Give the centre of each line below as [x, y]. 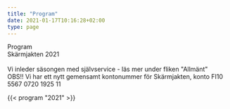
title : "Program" [33, 14]
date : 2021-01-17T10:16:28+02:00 [56, 20]
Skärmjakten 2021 [33, 54]
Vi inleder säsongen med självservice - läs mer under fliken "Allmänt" [108, 69]
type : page [23, 27]
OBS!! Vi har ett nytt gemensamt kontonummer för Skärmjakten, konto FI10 [115, 77]
